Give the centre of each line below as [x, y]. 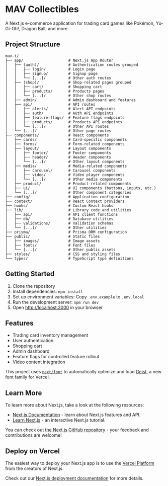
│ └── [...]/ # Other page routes [58, 131]
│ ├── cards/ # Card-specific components [66, 139]
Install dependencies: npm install [48, 291]
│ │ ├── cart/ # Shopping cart [54, 87]
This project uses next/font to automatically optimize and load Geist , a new [83, 372]
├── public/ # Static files [53, 236]
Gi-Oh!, [13, 28]
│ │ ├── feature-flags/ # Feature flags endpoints [65, 117]
